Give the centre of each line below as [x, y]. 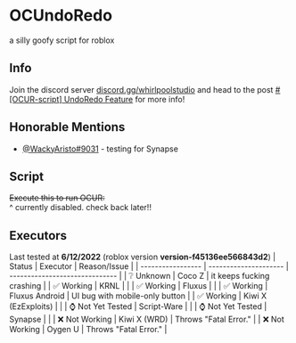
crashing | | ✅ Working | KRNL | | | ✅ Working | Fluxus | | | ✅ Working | [139, 286]
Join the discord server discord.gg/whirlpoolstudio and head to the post [141, 89]
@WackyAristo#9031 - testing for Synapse [100, 149]
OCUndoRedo [61, 16]
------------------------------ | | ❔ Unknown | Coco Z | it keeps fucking [140, 276]
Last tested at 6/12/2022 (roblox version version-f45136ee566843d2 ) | [143, 257]
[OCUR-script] [36, 99]
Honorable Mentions [67, 127]
